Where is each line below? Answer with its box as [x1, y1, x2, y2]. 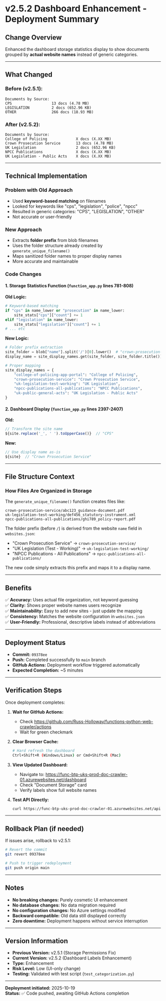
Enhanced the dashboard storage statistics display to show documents [5, 46, 150, 52]
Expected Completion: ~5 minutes [12, 667, 83, 673]
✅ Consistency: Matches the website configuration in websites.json [5, 614, 145, 620]
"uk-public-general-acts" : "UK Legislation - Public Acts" [14, 391, 138, 396]
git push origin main [5, 865, 50, 870]
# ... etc [5, 326, 26, 331]
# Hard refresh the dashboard [12, 748, 75, 753]
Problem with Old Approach [5, 186, 73, 193]
